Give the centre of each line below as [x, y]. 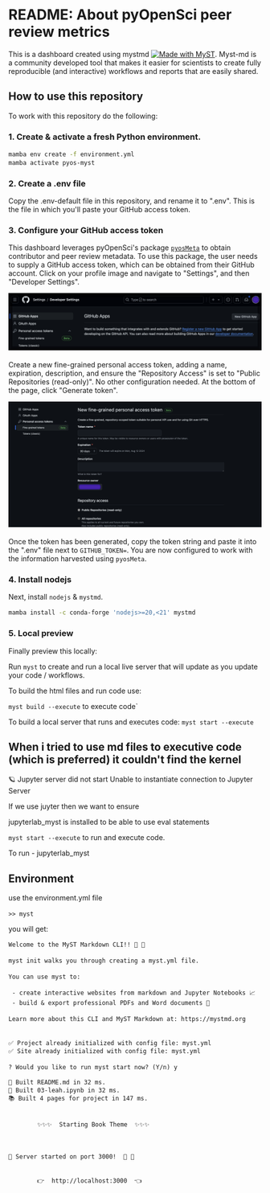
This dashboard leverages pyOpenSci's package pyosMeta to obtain [120, 248]
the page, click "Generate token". [63, 390]
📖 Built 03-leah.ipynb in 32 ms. [64, 1091]
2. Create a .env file [47, 183]
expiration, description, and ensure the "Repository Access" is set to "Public [135, 373]
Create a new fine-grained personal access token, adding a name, [118, 364]
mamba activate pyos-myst [51, 162]
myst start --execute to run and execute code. [87, 838]
